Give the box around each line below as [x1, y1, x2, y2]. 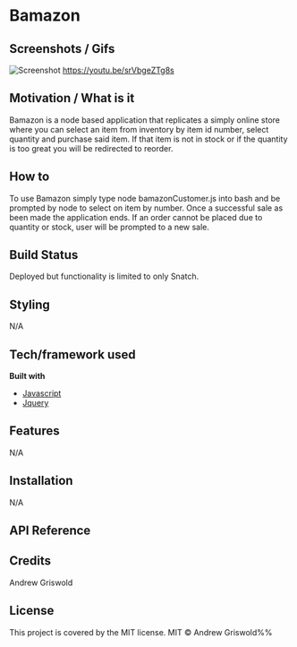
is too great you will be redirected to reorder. [9, 142, 174, 153]
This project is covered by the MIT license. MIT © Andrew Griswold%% [9, 626, 273, 637]
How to [9, 169, 50, 185]
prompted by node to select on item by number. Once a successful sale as [9, 203, 284, 213]
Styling [9, 297, 51, 312]
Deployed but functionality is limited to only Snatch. [9, 271, 199, 282]
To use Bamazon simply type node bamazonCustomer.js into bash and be [9, 193, 281, 203]
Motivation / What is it [9, 91, 135, 106]
